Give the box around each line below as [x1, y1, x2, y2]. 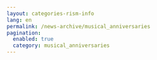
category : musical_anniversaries [13, 42, 110, 49]
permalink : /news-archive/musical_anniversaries [6, 23, 151, 30]
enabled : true [13, 36, 54, 43]
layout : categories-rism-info [6, 10, 95, 17]
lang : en [6, 17, 32, 23]
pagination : [6, 29, 41, 37]
